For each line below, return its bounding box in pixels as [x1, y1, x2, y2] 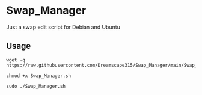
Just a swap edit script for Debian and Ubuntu [6, 23, 120, 31]
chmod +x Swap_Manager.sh [6, 73, 71, 79]
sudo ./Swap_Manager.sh [6, 83, 66, 89]
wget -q [6, 57, 26, 63]
